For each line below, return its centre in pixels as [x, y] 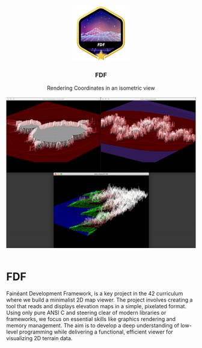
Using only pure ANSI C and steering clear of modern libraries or [86, 313]
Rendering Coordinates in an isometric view [101, 88]
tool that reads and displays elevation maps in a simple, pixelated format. [96, 306]
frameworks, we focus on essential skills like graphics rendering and [91, 319]
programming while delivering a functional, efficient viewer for [96, 332]
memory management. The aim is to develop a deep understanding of [93, 326]
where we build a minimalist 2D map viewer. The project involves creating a [99, 300]
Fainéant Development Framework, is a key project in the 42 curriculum [95, 294]
